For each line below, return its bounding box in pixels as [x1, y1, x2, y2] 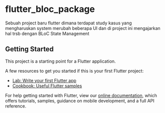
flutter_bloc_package [5, 3, 95, 15]
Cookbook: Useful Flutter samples [12, 83, 82, 89]
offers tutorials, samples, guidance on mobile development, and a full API [5, 98, 155, 104]
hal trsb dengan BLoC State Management [5, 30, 90, 36]
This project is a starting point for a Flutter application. [5, 58, 116, 64]
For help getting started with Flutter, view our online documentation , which [5, 92, 158, 98]
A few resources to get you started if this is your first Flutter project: [5, 68, 144, 74]
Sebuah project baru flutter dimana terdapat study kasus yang [5, 20, 132, 26]
